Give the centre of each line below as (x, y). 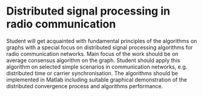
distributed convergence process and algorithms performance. (85, 86)
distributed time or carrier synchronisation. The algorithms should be (92, 73)
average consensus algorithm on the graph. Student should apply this (93, 60)
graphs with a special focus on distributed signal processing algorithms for (99, 47)
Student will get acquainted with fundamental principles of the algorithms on (101, 41)
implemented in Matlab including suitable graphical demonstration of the (97, 80)
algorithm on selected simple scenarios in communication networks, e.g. (97, 67)
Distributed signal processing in (88, 11)
